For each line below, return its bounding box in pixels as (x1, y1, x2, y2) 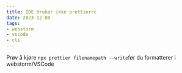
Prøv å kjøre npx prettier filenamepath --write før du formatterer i (6, 54, 176, 61)
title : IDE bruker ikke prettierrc (6, 9, 97, 15)
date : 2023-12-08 (6, 15, 51, 21)
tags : (6, 20, 20, 26)
